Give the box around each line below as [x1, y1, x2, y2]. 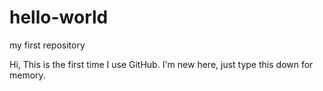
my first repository [9, 39, 86, 51]
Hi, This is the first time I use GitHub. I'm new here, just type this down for [9, 58, 314, 70]
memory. [9, 69, 46, 81]
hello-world [9, 6, 109, 29]
